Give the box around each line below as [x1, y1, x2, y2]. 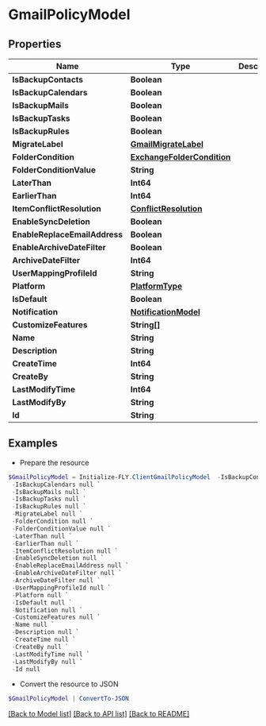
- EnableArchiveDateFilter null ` [11, 570, 123, 577]
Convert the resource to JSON [19, 679, 119, 689]
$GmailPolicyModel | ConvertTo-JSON [8, 695, 129, 703]
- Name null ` [11, 621, 55, 629]
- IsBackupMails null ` [11, 488, 87, 496]
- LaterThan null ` [11, 532, 73, 540]
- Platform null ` [11, 591, 69, 599]
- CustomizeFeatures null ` [11, 613, 101, 621]
